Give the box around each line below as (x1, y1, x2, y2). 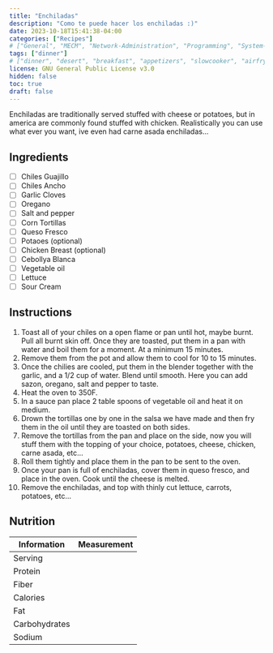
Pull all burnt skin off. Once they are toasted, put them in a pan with (20, 336, 245, 346)
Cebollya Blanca (20, 254, 76, 264)
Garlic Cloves (20, 190, 66, 200)
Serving (13, 552, 43, 564)
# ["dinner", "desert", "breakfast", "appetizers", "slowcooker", (9, 58, 238, 66)
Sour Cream (20, 281, 62, 291)
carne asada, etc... (20, 448, 83, 458)
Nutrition (9, 514, 56, 528)
